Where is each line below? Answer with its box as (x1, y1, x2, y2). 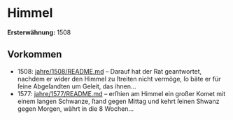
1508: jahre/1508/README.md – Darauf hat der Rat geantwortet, (17, 67, 202, 75)
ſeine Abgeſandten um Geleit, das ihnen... (17, 82, 136, 91)
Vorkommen (7, 48, 62, 60)
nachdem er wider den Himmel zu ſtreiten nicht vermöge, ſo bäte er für (17, 74, 222, 83)
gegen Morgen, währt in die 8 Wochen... (17, 104, 134, 113)
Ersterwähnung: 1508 (7, 28, 71, 36)
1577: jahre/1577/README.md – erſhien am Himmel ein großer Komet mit (17, 89, 226, 98)
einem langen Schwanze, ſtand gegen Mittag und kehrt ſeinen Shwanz (17, 97, 220, 105)
